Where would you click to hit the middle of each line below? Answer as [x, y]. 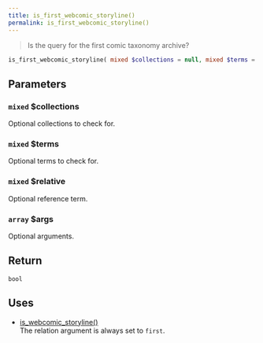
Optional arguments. [41, 236]
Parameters [37, 84]
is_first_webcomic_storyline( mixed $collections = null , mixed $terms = [132, 60]
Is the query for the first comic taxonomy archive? [108, 45]
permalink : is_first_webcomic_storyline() [79, 23]
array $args [31, 219]
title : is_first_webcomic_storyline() [72, 15]
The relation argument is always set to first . [92, 330]
